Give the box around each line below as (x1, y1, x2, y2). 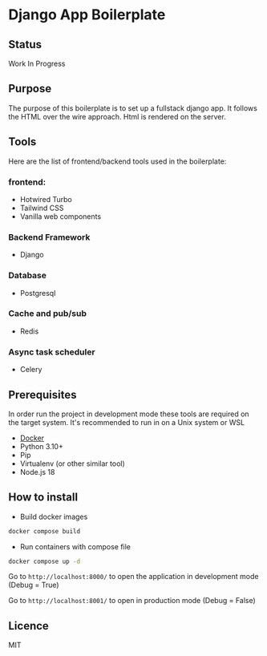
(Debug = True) (8, 580, 59, 590)
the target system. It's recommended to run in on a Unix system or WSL (8, 417, 245, 427)
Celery (19, 365, 42, 375)
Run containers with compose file (19, 541, 131, 551)
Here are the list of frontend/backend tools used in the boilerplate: (8, 156, 227, 166)
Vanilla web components (19, 211, 102, 221)
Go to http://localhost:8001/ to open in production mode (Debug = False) (8, 596, 257, 605)
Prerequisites (8, 387, 77, 402)
